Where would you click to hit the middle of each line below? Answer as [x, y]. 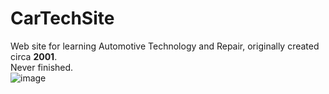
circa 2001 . [34, 56]
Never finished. [42, 67]
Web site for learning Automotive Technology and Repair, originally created [165, 46]
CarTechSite [62, 18]
